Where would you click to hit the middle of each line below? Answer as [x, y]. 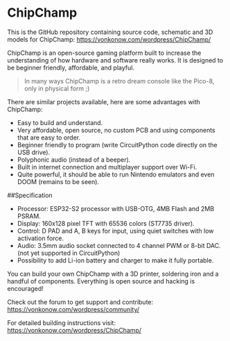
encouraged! [25, 288]
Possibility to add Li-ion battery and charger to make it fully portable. [115, 260]
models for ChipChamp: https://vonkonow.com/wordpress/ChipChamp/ [109, 39]
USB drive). [34, 152]
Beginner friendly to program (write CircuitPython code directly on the [117, 144]
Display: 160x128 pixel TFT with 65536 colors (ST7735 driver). [106, 223]
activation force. [41, 238]
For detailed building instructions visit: [62, 323]
